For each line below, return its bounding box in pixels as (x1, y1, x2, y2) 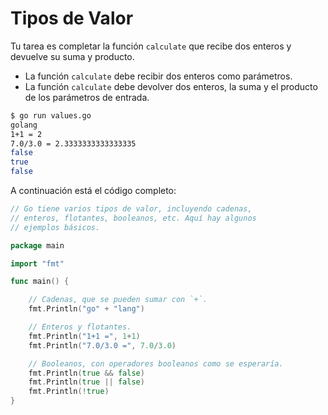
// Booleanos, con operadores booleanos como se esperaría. (28, 358, 284, 369)
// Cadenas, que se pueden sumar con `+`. (28, 295, 208, 305)
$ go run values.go (10, 110, 92, 121)
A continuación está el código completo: (10, 185, 177, 197)
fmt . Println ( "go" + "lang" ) (28, 304, 145, 314)
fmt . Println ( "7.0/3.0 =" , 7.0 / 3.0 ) (28, 340, 177, 351)
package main (10, 240, 65, 251)
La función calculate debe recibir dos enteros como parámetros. (24, 70, 293, 82)
